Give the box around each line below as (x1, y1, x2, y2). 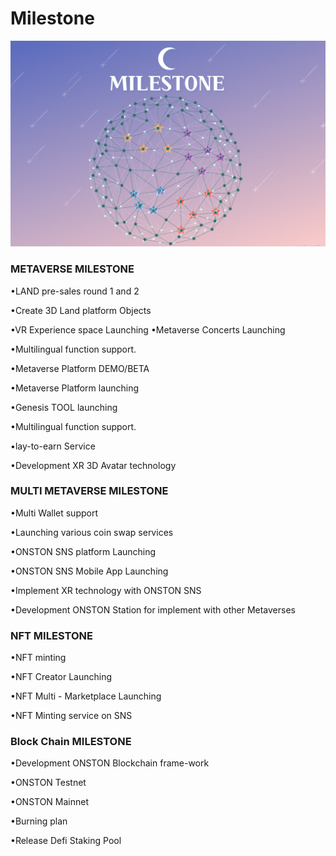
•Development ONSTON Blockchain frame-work (10, 757, 210, 769)
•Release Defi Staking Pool (10, 835, 122, 847)
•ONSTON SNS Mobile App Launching (10, 565, 169, 577)
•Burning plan (10, 815, 68, 827)
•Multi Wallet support (10, 507, 98, 519)
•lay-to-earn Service (10, 440, 96, 452)
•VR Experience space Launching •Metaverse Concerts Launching (10, 323, 286, 336)
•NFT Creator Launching (10, 671, 112, 683)
